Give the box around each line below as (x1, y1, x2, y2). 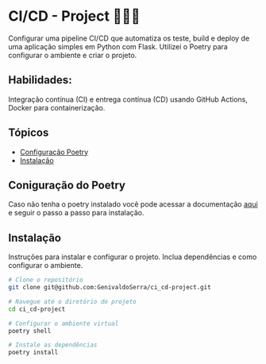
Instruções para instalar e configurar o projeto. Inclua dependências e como (8, 252, 257, 261)
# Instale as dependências (8, 341, 98, 349)
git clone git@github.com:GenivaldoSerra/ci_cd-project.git (8, 284, 212, 292)
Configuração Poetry (19, 147, 89, 157)
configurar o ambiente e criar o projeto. (8, 50, 137, 60)
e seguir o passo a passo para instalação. (8, 208, 145, 218)
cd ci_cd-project (8, 305, 66, 313)
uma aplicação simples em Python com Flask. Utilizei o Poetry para (8, 41, 228, 51)
